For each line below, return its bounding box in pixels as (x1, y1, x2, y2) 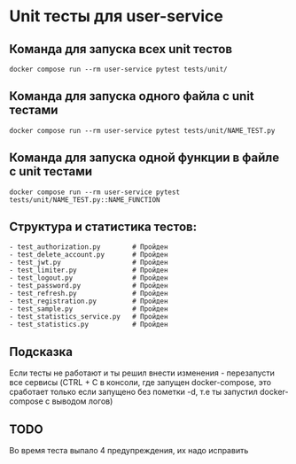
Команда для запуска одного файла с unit (9, 89, 254, 104)
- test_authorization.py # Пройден (9, 243, 168, 251)
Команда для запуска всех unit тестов (9, 42, 233, 57)
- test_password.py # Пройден (9, 282, 168, 290)
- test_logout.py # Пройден (9, 274, 168, 282)
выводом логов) (51, 396, 113, 406)
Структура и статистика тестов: (9, 220, 198, 235)
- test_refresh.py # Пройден (9, 290, 168, 298)
